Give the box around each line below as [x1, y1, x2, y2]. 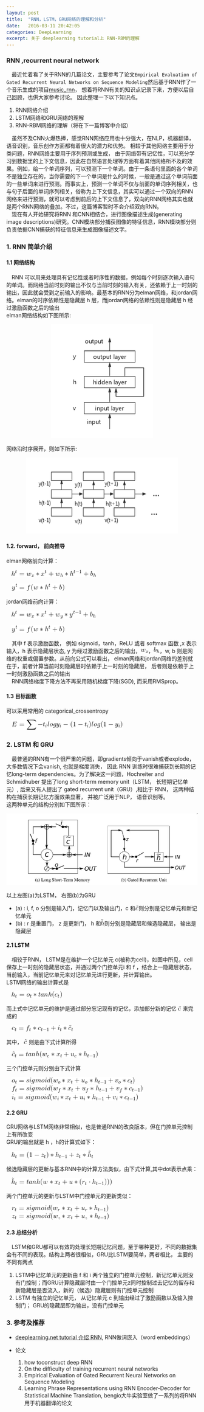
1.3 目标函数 [6, 693, 36, 700]
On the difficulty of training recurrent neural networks [24, 1365, 158, 1372]
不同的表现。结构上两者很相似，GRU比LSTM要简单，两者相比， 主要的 [16, 1251, 194, 1258]
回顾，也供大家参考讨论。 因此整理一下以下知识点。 [11, 94, 141, 101]
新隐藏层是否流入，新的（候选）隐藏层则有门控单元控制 [15, 1287, 154, 1294]
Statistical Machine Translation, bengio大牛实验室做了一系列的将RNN [24, 1391, 197, 1399]
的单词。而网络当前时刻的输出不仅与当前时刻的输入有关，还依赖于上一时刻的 [6, 281, 198, 288]
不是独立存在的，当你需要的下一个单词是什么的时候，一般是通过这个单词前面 [6, 173, 198, 180]
